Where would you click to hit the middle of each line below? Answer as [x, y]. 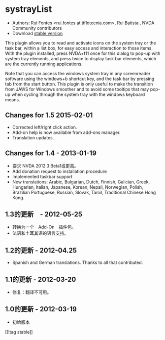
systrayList [29, 9]
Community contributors [37, 28]
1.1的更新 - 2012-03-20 [41, 279]
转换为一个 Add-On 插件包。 [44, 227]
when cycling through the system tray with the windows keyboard [78, 94]
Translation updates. [33, 137]
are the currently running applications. [44, 64]
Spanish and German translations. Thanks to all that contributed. [78, 262]
